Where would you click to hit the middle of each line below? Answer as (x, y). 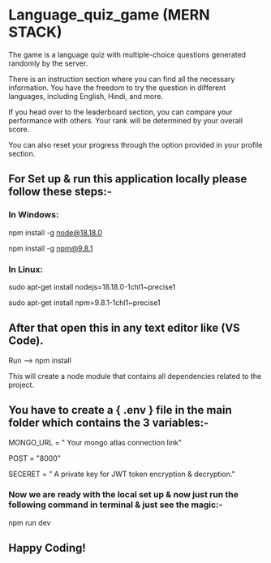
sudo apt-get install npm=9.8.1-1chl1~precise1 (84, 303)
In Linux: (26, 269)
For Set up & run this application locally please (128, 179)
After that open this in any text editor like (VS (125, 328)
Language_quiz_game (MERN (109, 15)
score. (19, 129)
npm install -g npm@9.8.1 (51, 248)
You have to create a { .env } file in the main (120, 410)
